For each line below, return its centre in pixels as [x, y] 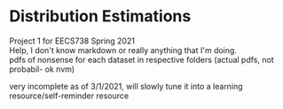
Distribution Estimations [100, 16]
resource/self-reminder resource [69, 96]
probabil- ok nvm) [42, 69]
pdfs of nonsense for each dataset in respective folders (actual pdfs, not [141, 59]
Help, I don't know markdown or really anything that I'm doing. [123, 50]
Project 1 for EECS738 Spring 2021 [72, 41]
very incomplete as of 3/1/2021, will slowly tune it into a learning [126, 86]
